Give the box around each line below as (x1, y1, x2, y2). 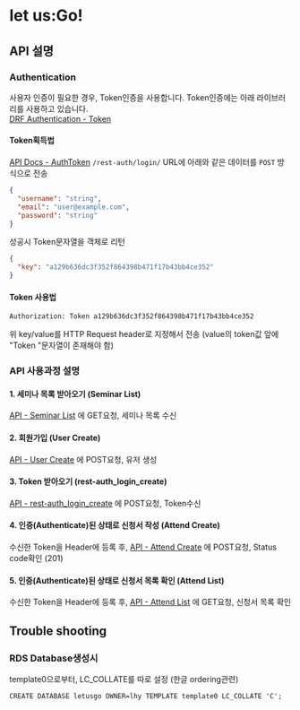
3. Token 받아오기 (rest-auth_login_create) (9, 476, 167, 487)
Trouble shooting (9, 623, 107, 638)
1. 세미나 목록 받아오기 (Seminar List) (9, 388, 141, 399)
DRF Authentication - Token (9, 113, 112, 124)
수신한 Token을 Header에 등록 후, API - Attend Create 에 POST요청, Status (9, 541, 278, 552)
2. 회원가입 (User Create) (9, 432, 101, 443)
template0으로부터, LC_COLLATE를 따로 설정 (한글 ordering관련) (9, 673, 239, 684)
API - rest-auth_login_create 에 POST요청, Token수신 (9, 498, 201, 508)
